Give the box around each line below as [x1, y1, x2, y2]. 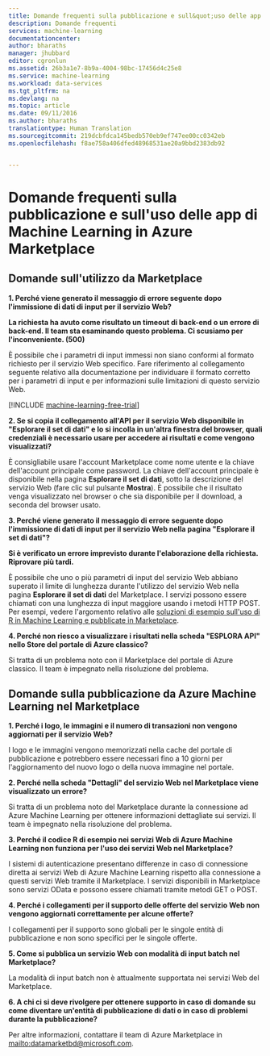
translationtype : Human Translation [8, 124, 131, 132]
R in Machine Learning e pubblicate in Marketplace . [8, 615, 180, 625]
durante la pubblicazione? [8, 1014, 98, 1025]
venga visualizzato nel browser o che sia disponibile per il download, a [8, 491, 243, 501]
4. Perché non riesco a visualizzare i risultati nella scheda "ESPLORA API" [8, 631, 260, 641]
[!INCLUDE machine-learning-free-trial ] [8, 400, 139, 410]
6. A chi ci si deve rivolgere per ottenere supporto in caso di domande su [8, 997, 256, 1007]
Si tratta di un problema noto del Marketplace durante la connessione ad [8, 802, 248, 812]
